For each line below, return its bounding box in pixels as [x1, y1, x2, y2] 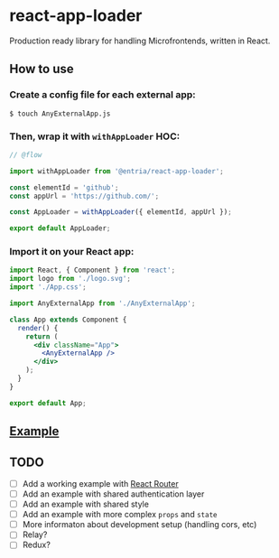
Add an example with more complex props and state [22, 509, 218, 520]
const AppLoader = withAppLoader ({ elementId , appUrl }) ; [9, 208, 232, 217]
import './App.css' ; [9, 283, 88, 292]
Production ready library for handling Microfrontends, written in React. [9, 35, 271, 46]
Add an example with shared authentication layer [22, 488, 205, 499]
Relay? [22, 529, 48, 540]
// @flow [9, 150, 42, 159]
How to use [9, 61, 74, 77]
